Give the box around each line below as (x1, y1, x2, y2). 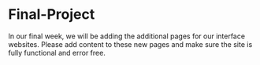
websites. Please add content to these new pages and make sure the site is (8, 39, 253, 49)
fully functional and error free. (8, 48, 106, 57)
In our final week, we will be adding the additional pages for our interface (8, 31, 246, 41)
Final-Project (8, 5, 95, 23)
